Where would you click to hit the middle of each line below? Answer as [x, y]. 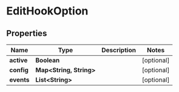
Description [119, 50]
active [19, 60]
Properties [27, 33]
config [19, 70]
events [19, 80]
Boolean [48, 60]
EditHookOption [47, 11]
